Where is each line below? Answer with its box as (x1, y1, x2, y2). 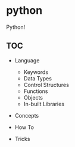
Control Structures (23, 81, 70, 88)
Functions (23, 88, 48, 95)
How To (14, 124, 35, 131)
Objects (23, 94, 43, 101)
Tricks (14, 135, 30, 142)
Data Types (23, 74, 52, 82)
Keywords (23, 68, 49, 76)
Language (14, 56, 40, 64)
